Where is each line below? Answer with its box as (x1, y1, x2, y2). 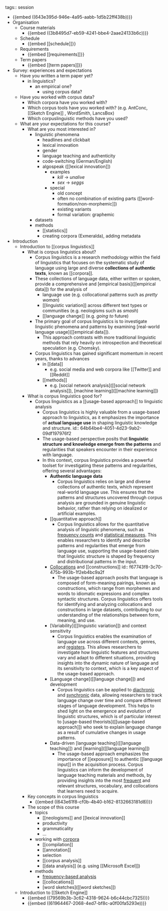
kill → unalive (57, 174, 85, 180)
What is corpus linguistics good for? (27, 393, 102, 399)
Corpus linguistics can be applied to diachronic (57, 687, 155, 692)
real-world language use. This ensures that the (57, 489, 154, 495)
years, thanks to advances (35, 356, 90, 361)
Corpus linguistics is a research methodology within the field (35, 254, 160, 260)
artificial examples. (57, 511, 97, 517)
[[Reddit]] (50, 372, 70, 377)
